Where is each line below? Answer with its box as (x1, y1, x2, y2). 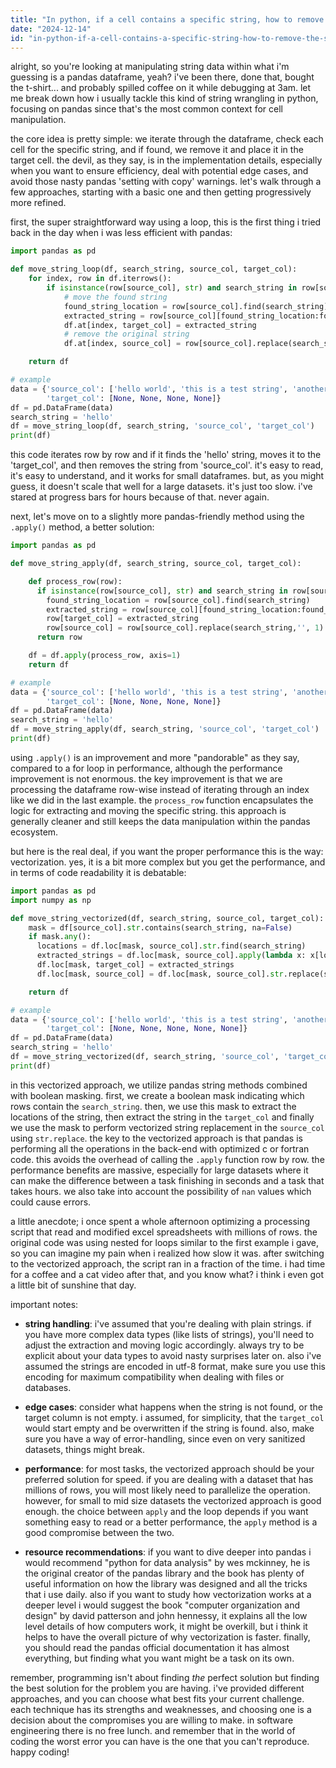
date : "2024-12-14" (10, 24, 92, 34)
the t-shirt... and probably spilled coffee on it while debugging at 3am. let (10, 82, 312, 94)
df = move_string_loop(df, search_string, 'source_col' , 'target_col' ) (10, 421, 315, 431)
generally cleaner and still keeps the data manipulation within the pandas (10, 815, 311, 827)
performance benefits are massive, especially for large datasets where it (10, 1164, 309, 1176)
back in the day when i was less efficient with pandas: (10, 227, 233, 239)
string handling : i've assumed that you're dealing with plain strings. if (24, 1317, 312, 1330)
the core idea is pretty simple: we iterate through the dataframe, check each (10, 133, 324, 145)
